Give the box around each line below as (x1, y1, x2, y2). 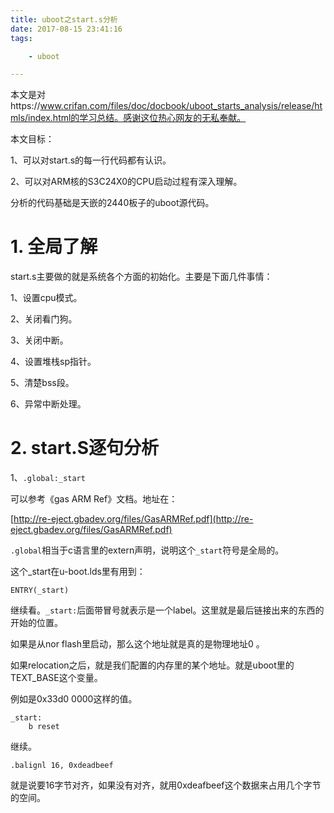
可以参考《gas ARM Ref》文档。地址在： (10, 493, 178, 505)
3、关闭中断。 (10, 334, 69, 346)
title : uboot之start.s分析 (10, 14, 118, 25)
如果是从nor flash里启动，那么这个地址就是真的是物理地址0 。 (10, 638, 265, 650)
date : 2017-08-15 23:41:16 (10, 24, 123, 34)
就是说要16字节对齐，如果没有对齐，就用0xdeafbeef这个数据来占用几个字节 (10, 779, 322, 791)
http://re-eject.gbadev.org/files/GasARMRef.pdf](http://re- (13, 513, 254, 525)
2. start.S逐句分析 (10, 437, 159, 460)
